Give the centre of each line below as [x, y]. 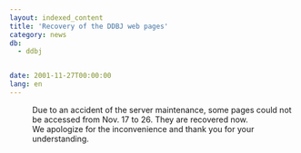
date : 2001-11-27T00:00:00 [60, 76]
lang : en [26, 84]
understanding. [60, 139]
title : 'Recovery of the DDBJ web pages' [89, 26]
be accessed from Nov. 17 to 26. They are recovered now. [140, 120]
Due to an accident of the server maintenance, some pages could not [162, 110]
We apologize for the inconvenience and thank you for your [143, 129]
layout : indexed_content [56, 18]
